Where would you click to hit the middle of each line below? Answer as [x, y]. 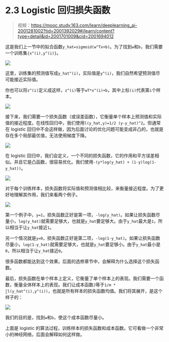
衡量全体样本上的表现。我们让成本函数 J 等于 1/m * [65, 285]
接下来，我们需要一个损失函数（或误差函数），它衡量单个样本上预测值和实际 [83, 116]
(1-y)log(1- [144, 162]
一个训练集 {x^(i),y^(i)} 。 [33, 53]
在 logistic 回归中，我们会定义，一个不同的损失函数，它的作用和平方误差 [80, 155]
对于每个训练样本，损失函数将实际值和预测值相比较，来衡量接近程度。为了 [82, 188]
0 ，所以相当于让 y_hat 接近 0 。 [35, 250]
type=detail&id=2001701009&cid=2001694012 [66, 36]
